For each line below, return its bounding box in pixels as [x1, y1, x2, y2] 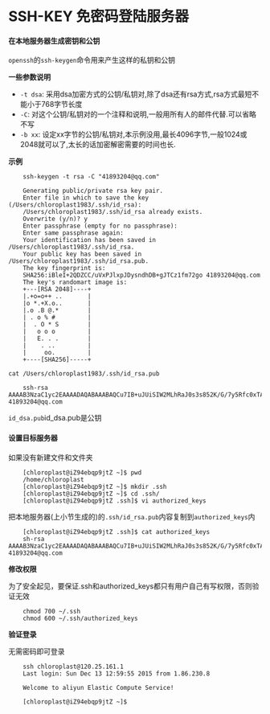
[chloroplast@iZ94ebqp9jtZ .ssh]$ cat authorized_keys [22, 527, 211, 535]
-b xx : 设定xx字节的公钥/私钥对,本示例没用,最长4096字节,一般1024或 [19, 129, 247, 139]
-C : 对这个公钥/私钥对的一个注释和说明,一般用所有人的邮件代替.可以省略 [19, 109, 257, 119]
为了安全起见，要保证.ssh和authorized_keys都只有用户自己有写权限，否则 [8, 581, 252, 591]
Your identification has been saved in [22, 236, 157, 244]
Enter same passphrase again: [22, 229, 125, 237]
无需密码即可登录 [8, 646, 65, 656]
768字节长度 [41, 100, 83, 109]
